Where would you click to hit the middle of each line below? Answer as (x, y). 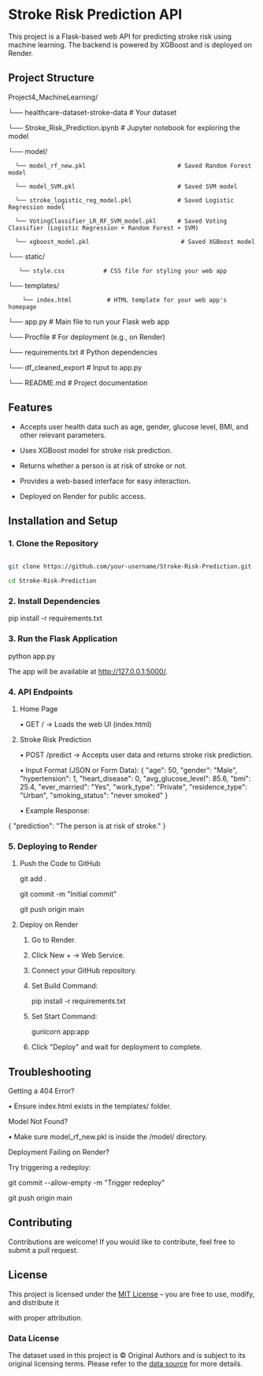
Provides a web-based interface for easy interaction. (105, 481)
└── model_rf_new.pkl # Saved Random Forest (133, 166)
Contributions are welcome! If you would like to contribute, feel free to (122, 1242)
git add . (33, 879)
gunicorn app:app (60, 1032)
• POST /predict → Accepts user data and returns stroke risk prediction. (136, 755)
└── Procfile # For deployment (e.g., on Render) (87, 336)
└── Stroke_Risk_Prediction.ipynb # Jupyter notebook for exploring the (124, 127)
